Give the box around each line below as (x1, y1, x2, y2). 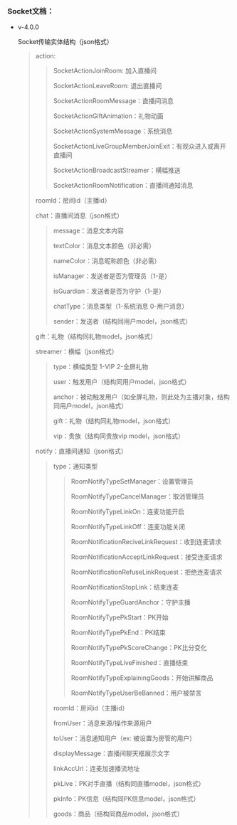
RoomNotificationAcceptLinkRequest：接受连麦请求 (70, 553, 223, 561)
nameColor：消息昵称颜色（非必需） (53, 257, 161, 265)
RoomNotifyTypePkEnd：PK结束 (70, 628, 166, 637)
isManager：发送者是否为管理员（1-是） (53, 272, 171, 280)
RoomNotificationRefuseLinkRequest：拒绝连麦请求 (70, 568, 223, 577)
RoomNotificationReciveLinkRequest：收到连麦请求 (70, 538, 222, 546)
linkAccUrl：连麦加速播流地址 (53, 765, 140, 773)
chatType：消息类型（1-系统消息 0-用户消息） (53, 302, 189, 311)
